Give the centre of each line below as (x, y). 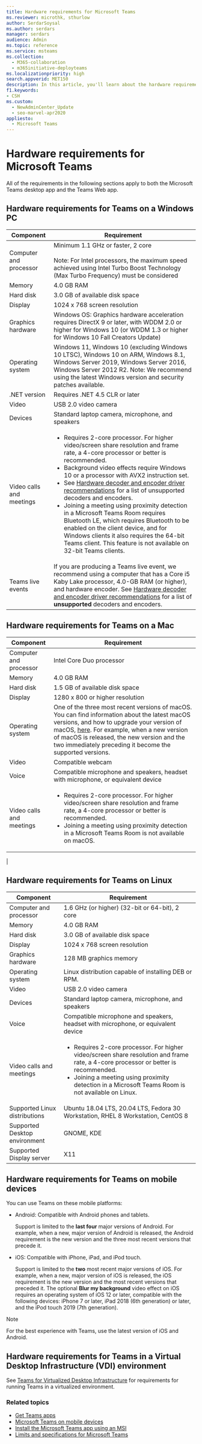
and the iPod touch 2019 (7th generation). (66, 1308)
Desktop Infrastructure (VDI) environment (86, 1366)
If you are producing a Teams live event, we (115, 566)
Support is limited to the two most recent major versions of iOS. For (98, 1269)
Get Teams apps (35, 1416)
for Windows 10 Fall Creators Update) (107, 337)
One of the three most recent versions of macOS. (123, 707)
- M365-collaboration (39, 62)
